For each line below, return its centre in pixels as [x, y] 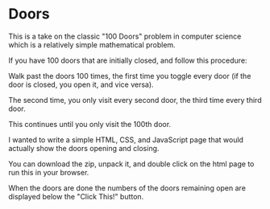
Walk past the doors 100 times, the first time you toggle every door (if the [130, 76]
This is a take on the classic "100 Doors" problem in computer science [125, 36]
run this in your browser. [49, 172]
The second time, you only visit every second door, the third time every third [135, 100]
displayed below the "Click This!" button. [76, 196]
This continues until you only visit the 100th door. [90, 124]
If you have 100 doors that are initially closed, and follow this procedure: [128, 60]
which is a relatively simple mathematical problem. [92, 44]
